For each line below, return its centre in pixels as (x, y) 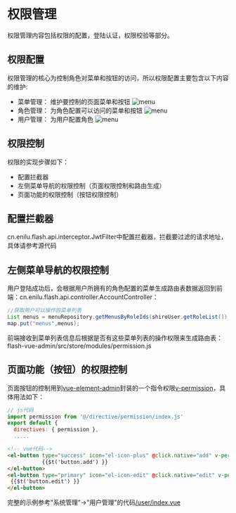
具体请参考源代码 (32, 246)
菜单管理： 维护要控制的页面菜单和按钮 (74, 101)
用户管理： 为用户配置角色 (55, 119)
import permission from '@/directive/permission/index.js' (96, 417)
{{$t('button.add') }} (75, 462)
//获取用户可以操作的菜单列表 (45, 310)
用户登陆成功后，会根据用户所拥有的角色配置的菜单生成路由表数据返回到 (112, 289)
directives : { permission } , (56, 430)
